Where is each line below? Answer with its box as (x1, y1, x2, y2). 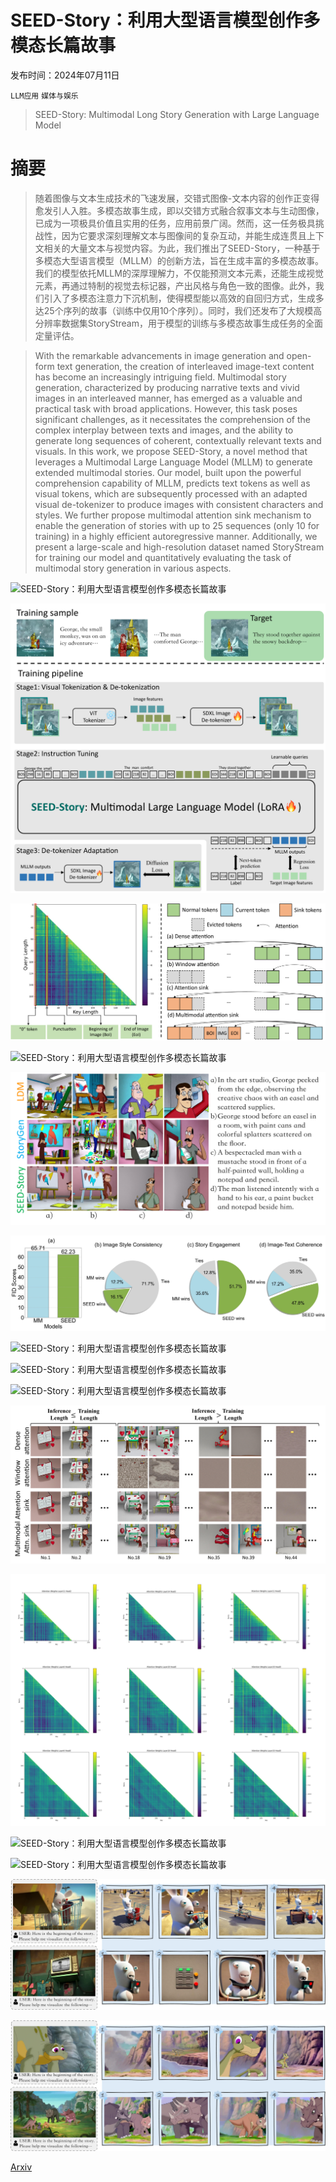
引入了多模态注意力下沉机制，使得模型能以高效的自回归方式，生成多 (43, 292, 325, 304)
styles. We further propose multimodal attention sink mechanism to (34, 509, 312, 521)
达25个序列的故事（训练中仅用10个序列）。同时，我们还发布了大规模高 (34, 304, 323, 316)
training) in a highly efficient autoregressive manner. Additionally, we (34, 530, 318, 542)
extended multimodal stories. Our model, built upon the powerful (34, 466, 302, 478)
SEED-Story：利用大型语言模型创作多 (10, 9, 321, 32)
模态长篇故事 (10, 34, 117, 57)
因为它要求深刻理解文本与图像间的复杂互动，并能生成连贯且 (61, 229, 307, 241)
